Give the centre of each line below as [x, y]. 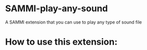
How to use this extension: [62, 42]
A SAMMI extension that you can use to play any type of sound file [73, 22]
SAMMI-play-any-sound [57, 9]
